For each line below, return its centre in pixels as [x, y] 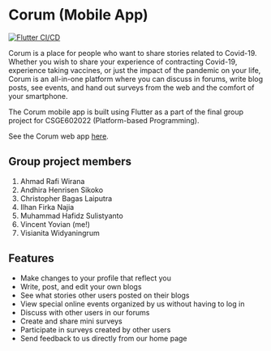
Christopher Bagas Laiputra [66, 198]
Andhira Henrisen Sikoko [62, 190]
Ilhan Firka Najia [47, 207]
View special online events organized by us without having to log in [132, 304]
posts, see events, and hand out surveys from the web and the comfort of [131, 88]
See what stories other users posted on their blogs [105, 295]
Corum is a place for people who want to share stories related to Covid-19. [133, 53]
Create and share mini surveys [71, 321]
